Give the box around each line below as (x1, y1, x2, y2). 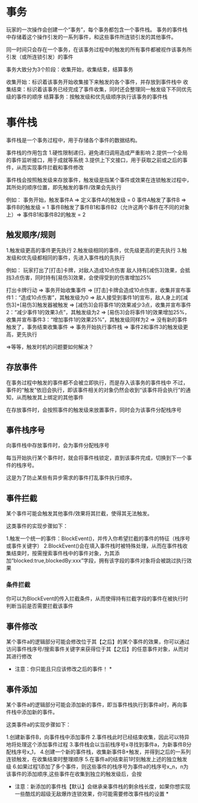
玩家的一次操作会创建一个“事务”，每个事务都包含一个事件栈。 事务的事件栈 (6, 26, 188, 33)
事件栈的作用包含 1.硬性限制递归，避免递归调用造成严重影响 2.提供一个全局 (6, 149, 188, 156)
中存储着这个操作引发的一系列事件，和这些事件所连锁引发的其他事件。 (6, 33, 177, 40)
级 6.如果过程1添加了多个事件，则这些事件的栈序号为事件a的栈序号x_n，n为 (6, 763, 189, 770)
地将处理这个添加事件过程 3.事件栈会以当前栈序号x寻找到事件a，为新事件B (6, 741, 187, 748)
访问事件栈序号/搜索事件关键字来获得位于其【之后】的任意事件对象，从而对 (6, 646, 189, 653)
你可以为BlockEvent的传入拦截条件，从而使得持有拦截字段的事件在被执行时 (6, 595, 189, 602)
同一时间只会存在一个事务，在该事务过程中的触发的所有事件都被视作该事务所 (6, 45, 192, 53)
